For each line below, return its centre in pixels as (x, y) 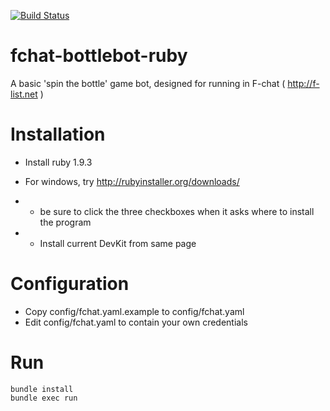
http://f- (303, 83)
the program (65, 222)
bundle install (42, 389)
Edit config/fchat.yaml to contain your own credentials (136, 322)
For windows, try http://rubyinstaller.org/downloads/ (132, 181)
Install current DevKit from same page (118, 243)
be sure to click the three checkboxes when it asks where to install (177, 211)
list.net (24, 94)
